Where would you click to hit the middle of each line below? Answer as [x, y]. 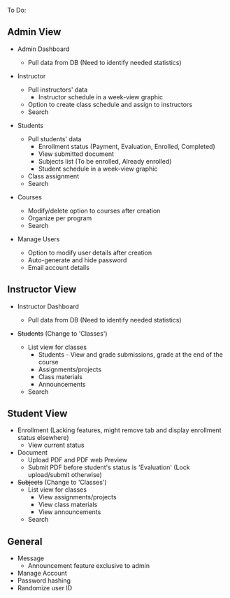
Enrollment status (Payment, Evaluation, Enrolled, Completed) [127, 146]
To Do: [17, 10]
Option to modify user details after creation [90, 252]
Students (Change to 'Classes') [62, 333]
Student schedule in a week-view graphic [98, 169]
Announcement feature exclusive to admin [89, 566]
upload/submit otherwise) [65, 475]
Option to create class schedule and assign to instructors [110, 104]
